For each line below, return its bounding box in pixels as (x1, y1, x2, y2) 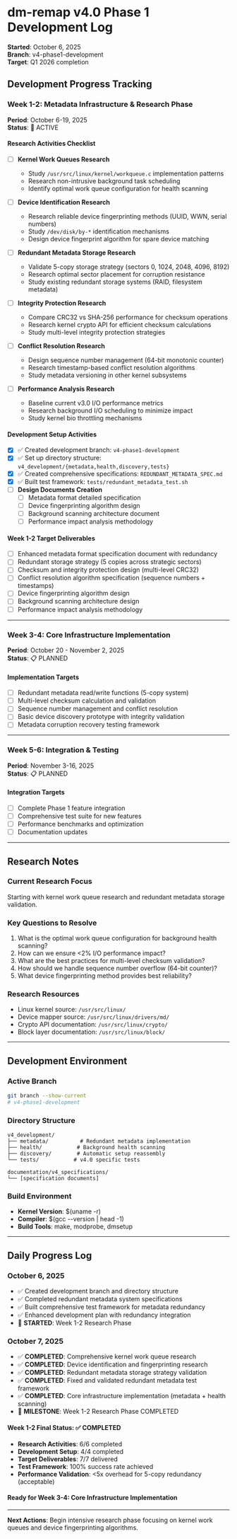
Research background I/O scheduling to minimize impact (28, 406, 193, 415)
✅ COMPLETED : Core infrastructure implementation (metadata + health (17, 1392, 226, 1400)
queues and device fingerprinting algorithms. (7, 1523, 139, 1532)
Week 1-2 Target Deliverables (7, 534, 95, 542)
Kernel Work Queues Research (17, 155, 110, 163)
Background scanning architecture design (17, 597, 140, 606)
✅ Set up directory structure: (17, 454, 102, 462)
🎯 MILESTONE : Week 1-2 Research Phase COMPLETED (17, 1407, 179, 1416)
